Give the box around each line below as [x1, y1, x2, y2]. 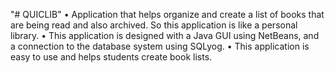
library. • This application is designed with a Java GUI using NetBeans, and [10, 30, 320, 41]
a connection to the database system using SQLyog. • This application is [10, 40, 310, 52]
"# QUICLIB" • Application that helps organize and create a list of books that [10, 9, 325, 20]
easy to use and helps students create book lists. [10, 51, 213, 63]
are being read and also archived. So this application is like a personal [10, 19, 298, 31]
